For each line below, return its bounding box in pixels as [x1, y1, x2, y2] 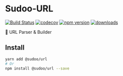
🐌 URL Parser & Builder [5, 29, 52, 35]
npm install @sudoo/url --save [5, 66, 70, 71]
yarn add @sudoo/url [5, 57, 48, 62]
